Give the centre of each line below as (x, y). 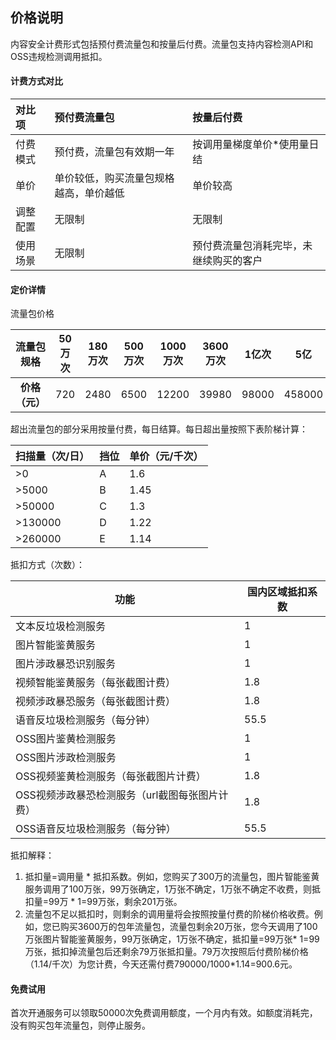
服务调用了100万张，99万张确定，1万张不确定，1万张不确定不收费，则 (168, 889)
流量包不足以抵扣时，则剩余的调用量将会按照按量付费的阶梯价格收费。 (169, 914)
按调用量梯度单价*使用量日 (256, 145)
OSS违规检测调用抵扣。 (59, 56)
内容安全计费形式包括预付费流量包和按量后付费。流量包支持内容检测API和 (162, 44)
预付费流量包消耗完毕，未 (252, 246)
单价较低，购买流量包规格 (114, 178)
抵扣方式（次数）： (47, 565)
